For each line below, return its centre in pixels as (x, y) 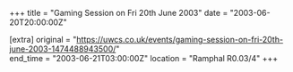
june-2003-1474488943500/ (63, 49)
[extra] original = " (43, 40)
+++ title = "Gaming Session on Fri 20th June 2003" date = (119, 13)
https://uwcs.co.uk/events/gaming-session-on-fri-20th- (180, 40)
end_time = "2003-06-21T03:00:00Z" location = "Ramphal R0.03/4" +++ (144, 58)
